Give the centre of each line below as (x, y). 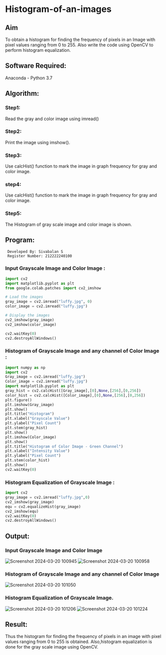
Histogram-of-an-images (58, 9)
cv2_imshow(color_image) (31, 325)
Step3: (13, 155)
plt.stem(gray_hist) (27, 428)
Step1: (13, 108)
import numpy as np (25, 368)
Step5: (13, 214)
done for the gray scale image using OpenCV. (52, 647)
